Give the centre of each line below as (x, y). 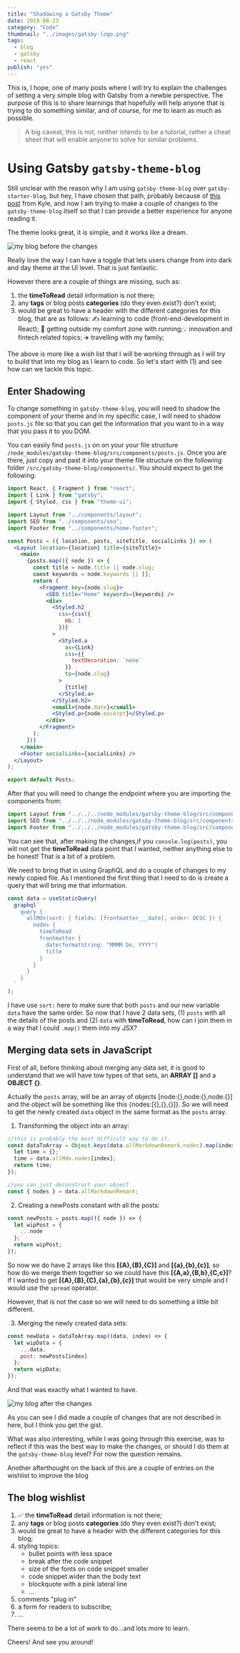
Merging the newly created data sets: (72, 1323)
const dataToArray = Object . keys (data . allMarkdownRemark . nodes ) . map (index (121, 1145)
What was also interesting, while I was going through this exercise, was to (116, 1439)
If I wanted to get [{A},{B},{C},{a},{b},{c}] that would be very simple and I (118, 1280)
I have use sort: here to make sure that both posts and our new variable (114, 1005)
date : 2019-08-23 (33, 21)
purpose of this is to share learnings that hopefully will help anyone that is (116, 103)
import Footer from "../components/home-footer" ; (83, 528)
